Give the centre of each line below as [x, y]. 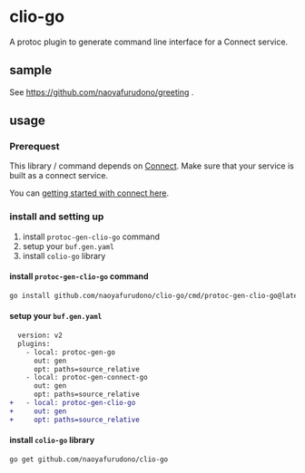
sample [31, 70]
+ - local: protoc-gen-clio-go [73, 403]
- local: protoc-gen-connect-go [87, 378]
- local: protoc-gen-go [71, 352]
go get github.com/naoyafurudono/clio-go [89, 459]
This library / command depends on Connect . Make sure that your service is [152, 166]
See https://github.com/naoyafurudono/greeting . [102, 92]
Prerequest [35, 147]
